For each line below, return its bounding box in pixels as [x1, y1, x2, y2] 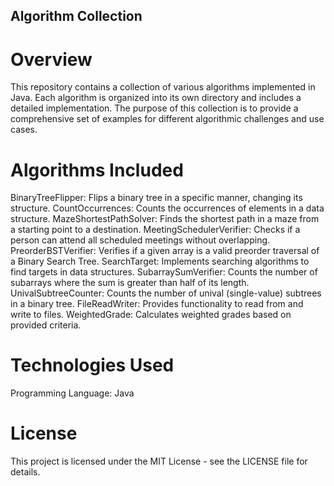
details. [10, 466, 41, 478]
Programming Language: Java [10, 387, 135, 399]
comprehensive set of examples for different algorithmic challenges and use [10, 113, 325, 125]
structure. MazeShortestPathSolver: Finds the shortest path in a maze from [10, 213, 320, 225]
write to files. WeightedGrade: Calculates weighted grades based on [10, 309, 292, 321]
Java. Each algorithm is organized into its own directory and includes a [10, 92, 302, 104]
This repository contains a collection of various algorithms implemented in [10, 81, 316, 93]
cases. [10, 124, 38, 136]
